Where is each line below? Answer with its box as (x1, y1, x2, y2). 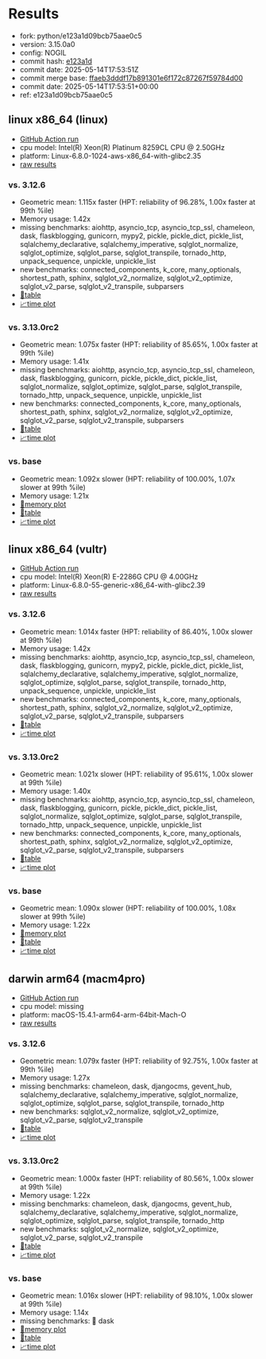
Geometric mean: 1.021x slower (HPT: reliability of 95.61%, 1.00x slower (19, 769, 254, 779)
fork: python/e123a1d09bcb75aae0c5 (19, 31, 142, 40)
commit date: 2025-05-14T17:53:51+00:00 (19, 81, 159, 91)
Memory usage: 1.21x (19, 491, 90, 500)
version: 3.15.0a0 (19, 39, 75, 48)
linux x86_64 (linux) (8, 113, 109, 127)
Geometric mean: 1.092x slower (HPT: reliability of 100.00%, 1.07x (19, 474, 236, 483)
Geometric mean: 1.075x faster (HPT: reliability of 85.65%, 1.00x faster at (19, 340, 258, 349)
